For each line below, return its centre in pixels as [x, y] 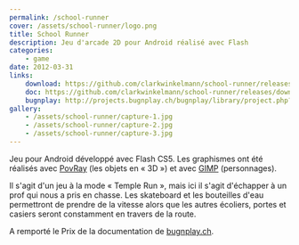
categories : [31, 51]
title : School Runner [49, 34]
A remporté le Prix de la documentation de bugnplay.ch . [112, 231]
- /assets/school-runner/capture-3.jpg [99, 134]
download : [44, 84]
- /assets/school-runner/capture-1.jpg [99, 117]
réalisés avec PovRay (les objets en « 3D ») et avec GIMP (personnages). [143, 168]
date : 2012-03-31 [41, 68]
